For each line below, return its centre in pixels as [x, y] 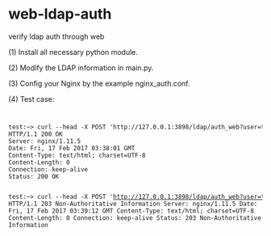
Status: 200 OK [34, 176]
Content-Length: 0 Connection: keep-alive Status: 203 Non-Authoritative [135, 218]
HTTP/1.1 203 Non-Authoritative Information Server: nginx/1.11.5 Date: [133, 204]
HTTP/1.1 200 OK [35, 134]
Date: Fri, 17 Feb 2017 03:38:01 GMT [72, 148]
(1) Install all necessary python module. [73, 52]
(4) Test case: [31, 99]
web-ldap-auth [60, 14]
